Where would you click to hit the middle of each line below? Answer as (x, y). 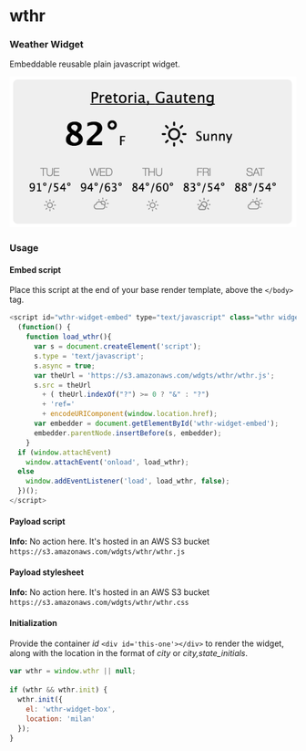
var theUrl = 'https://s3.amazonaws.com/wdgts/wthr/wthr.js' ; (154, 375)
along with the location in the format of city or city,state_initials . (129, 652)
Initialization (33, 622)
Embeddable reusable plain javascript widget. (95, 64)
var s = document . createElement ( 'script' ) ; (117, 347)
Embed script (36, 269)
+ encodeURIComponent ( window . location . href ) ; (130, 414)
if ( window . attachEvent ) (65, 453)
